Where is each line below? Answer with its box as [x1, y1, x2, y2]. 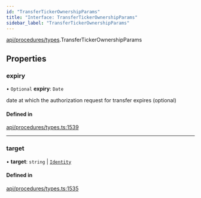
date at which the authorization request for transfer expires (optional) [6, 97, 176, 104]
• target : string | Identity [6, 158, 72, 165]
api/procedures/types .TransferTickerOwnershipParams [6, 36, 142, 44]
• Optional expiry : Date [6, 85, 64, 93]
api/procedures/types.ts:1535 [6, 185, 79, 192]
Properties [6, 53, 47, 63]
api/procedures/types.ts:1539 [6, 124, 79, 131]
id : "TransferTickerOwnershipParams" [6, 8, 100, 15]
